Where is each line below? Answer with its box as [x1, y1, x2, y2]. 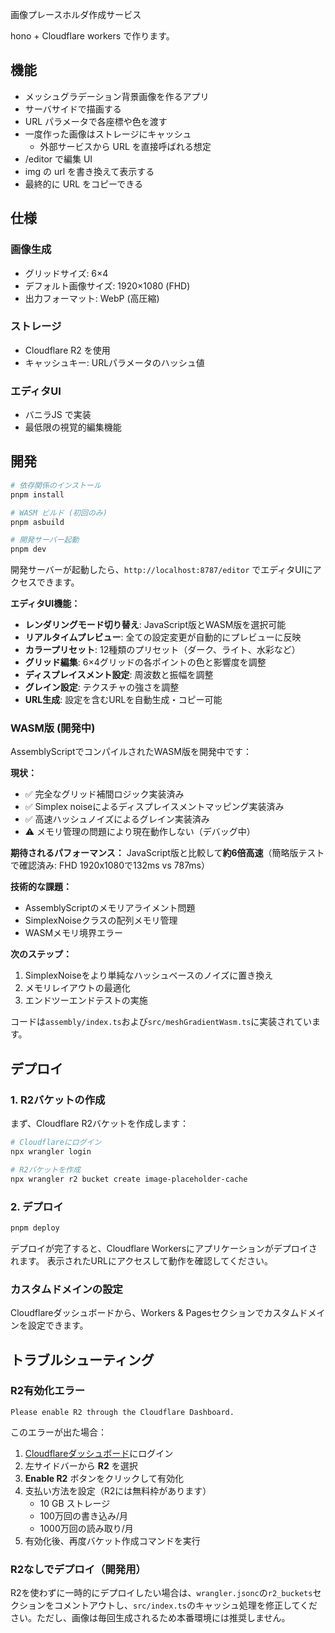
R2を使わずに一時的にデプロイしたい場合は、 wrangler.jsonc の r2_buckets [10, 1587, 313, 1599]
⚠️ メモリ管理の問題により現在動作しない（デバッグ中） [24, 826, 256, 838]
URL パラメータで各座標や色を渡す [24, 115, 168, 127]
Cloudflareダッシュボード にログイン [24, 1447, 174, 1459]
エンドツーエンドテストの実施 [24, 994, 148, 1007]
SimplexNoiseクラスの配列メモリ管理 [24, 914, 178, 927]
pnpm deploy [10, 1223, 60, 1233]
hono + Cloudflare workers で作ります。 [10, 30, 175, 42]
